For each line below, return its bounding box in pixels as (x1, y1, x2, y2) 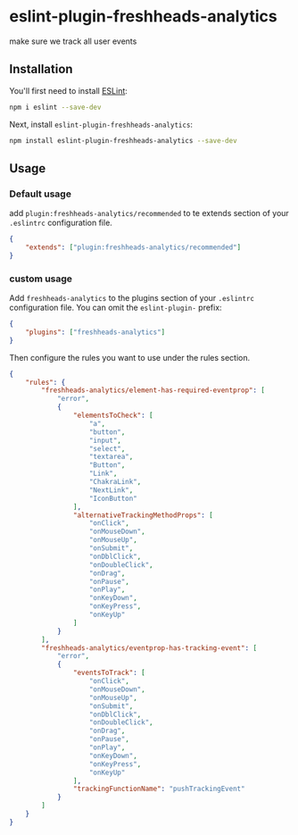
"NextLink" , (88, 485, 134, 495)
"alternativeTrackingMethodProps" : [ (72, 511, 214, 520)
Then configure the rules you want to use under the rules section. (9, 352, 251, 363)
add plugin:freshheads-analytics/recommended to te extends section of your (9, 208, 290, 219)
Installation (9, 62, 73, 77)
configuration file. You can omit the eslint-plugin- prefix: (9, 302, 222, 313)
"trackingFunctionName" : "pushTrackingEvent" (72, 784, 245, 794)
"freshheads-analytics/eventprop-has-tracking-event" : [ (41, 643, 257, 653)
